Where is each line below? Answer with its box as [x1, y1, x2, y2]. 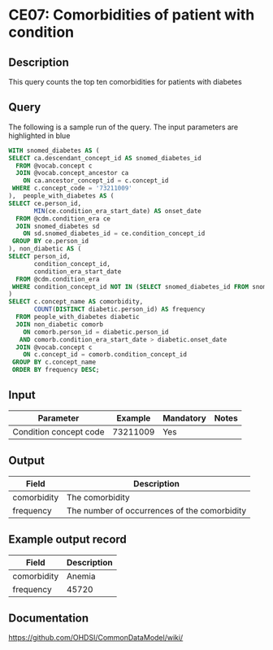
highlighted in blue [8, 130, 71, 140]
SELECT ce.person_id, [8, 199, 82, 207]
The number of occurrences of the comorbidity [66, 504, 247, 516]
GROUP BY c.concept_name [11, 358, 96, 367]
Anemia [66, 570, 96, 582]
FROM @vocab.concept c [15, 161, 93, 170]
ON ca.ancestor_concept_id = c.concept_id [23, 177, 169, 185]
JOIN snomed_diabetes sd [15, 222, 100, 230]
